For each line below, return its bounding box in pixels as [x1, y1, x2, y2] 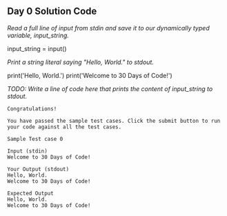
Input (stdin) [7, 148, 48, 155]
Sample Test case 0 [7, 135, 63, 142]
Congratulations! [7, 105, 57, 112]
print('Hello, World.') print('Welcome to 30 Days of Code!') [7, 71, 172, 79]
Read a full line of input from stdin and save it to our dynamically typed [7, 23, 210, 32]
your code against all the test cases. [7, 124, 122, 130]
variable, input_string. [7, 31, 69, 39]
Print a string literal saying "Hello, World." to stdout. [7, 58, 154, 66]
